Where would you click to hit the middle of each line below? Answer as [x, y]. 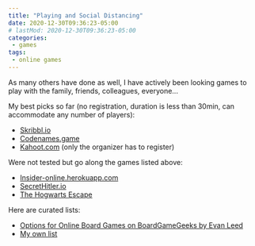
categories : [28, 38]
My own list [38, 233]
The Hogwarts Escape [56, 194]
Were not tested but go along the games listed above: [96, 162]
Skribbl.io [35, 130]
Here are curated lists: [44, 209]
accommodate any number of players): [72, 114]
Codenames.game [50, 138]
